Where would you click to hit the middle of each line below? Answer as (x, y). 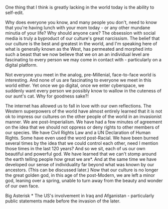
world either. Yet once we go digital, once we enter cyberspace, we (75, 85)
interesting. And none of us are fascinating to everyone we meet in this (78, 80)
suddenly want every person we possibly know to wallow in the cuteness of (83, 91)
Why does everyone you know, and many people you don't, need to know (81, 22)
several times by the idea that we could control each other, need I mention (82, 143)
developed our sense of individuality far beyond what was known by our (80, 165)
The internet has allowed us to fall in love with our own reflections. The (78, 106)
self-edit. (15, 13)
